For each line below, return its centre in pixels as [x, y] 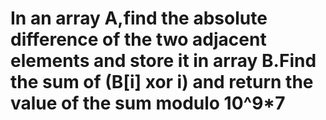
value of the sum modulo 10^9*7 [148, 103]
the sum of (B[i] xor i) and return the [162, 82]
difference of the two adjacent [138, 39]
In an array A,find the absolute [139, 18]
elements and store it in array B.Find [163, 61]
